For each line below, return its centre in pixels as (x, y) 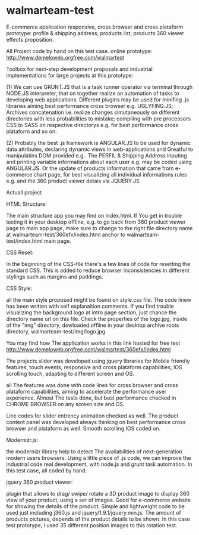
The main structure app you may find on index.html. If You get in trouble (94, 215)
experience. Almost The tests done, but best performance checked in (91, 398)
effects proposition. (30, 39)
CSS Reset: (20, 252)
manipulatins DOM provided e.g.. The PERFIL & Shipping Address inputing (97, 155)
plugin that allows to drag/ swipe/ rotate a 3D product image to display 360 (98, 493)
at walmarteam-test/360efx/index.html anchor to (66, 234)
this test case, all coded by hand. (47, 470)
